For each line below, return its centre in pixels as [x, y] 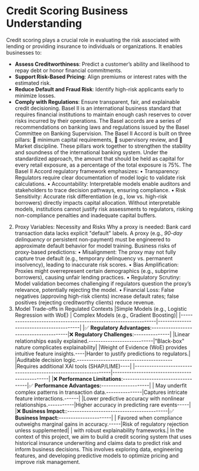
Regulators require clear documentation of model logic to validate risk [100, 177]
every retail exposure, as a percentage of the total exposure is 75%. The [103, 165]
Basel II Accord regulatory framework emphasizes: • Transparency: [97, 171]
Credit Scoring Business [67, 11]
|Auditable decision [38, 359]
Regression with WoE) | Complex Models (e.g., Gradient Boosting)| [96, 315]
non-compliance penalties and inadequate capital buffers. [86, 215]
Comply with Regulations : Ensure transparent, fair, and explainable [97, 101]
